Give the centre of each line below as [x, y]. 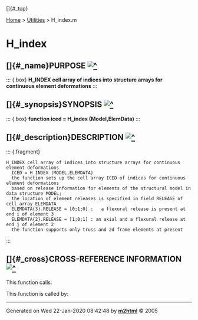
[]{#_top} [17, 9]
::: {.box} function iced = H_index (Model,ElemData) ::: [73, 119]
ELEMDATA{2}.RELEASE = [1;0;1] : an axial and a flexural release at [98, 219]
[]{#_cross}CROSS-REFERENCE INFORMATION [94, 259]
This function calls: [29, 282]
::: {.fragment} [23, 151]
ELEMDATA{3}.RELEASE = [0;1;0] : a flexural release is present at [98, 209]
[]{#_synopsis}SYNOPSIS [54, 105]
